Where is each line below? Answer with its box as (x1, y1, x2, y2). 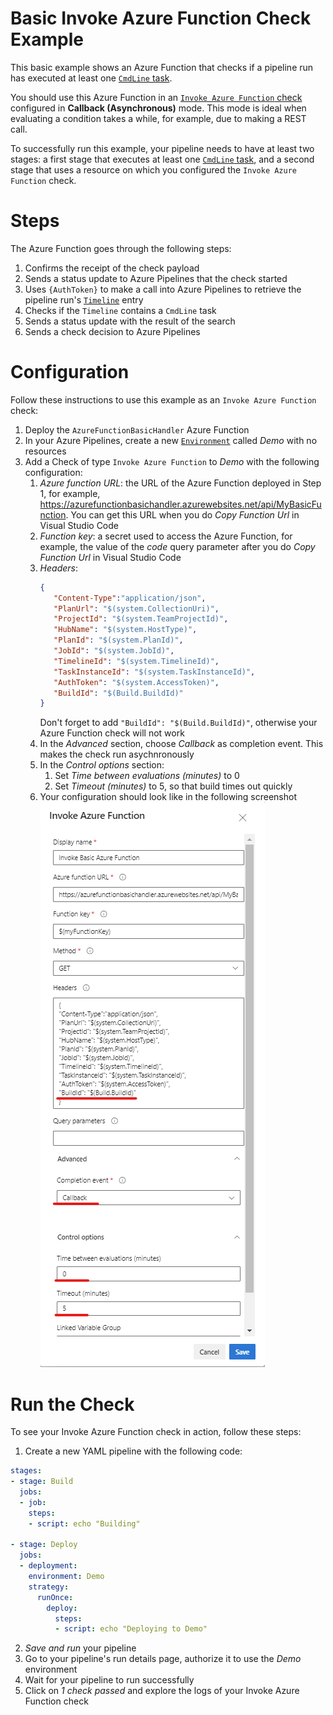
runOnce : (36, 1592, 74, 1602)
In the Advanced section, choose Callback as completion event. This (39, 738, 324, 750)
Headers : (39, 562, 78, 574)
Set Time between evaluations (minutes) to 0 (54, 770, 240, 782)
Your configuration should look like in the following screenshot (39, 791, 297, 803)
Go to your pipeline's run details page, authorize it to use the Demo (24, 1653, 302, 1665)
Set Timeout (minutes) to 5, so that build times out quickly (54, 780, 293, 792)
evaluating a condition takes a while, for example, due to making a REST (10, 112, 307, 124)
